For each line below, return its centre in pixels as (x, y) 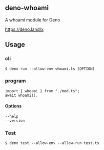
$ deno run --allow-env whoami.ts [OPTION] (50, 69)
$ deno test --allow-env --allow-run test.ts (52, 143)
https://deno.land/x (24, 29)
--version (15, 121)
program (15, 81)
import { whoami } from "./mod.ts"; (42, 91)
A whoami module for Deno (32, 20)
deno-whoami (27, 8)
